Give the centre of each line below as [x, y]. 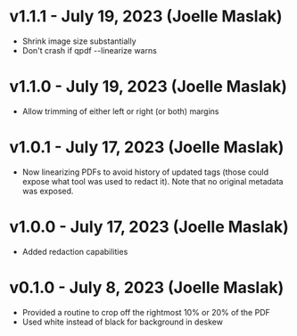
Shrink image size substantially [79, 41]
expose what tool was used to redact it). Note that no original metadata [153, 181]
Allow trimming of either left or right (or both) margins [120, 111]
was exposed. [48, 191]
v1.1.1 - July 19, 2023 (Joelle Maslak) [146, 16]
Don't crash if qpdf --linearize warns [90, 50]
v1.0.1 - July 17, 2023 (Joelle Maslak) [147, 148]
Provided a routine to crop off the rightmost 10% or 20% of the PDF [146, 312]
